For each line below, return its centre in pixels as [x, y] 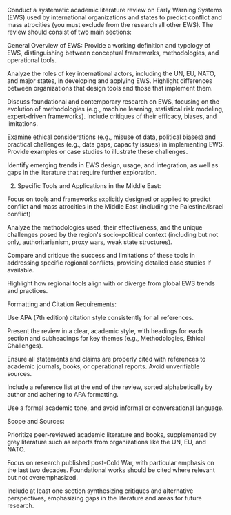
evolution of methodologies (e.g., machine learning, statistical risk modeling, [115, 109]
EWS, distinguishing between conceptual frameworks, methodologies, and [113, 53]
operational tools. [32, 60]
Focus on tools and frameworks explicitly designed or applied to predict [109, 199]
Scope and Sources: [36, 421]
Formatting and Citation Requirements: [62, 304]
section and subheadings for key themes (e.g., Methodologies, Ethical [106, 338]
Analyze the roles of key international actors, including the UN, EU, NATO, [111, 73]
